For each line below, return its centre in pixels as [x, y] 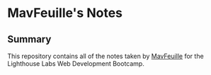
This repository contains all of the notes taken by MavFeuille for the [105, 56]
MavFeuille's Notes [65, 13]
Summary [29, 39]
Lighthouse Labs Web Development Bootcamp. [76, 64]
